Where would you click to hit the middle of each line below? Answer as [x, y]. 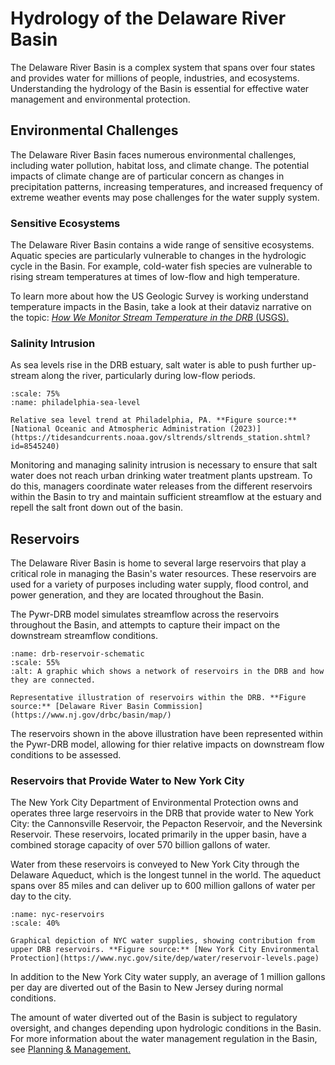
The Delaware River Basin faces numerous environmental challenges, [153, 154]
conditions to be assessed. [66, 755]
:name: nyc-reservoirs [57, 915]
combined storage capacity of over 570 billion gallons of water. [140, 845]
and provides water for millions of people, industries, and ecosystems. [155, 78]
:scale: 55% [35, 663]
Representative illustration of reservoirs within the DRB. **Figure [158, 698]
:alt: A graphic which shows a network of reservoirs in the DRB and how [167, 672]
